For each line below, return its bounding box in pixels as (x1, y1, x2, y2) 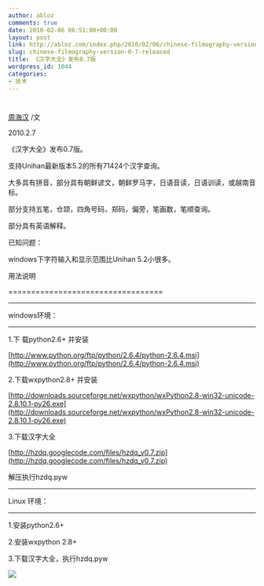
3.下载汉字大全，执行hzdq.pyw (8, 554, 108, 563)
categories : (8, 70, 47, 78)
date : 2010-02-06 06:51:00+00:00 (8, 26, 118, 34)
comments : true (8, 19, 58, 27)
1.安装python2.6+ (8, 520, 64, 529)
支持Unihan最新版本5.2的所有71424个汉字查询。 (8, 160, 165, 170)
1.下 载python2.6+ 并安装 (8, 334, 89, 344)
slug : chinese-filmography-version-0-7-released (8, 48, 170, 56)
